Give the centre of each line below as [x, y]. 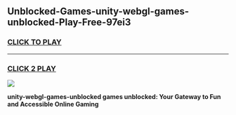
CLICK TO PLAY [34, 43]
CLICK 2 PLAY [32, 68]
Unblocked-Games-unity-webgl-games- [98, 11]
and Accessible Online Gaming [53, 104]
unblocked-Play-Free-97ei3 [69, 23]
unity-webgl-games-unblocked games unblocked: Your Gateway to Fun [114, 96]
